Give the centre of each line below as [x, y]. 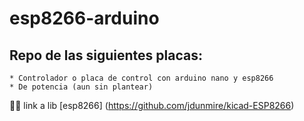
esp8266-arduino [84, 18]
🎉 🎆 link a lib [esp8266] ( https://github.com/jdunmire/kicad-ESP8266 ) [152, 105]
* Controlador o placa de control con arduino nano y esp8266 [141, 78]
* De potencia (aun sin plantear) [81, 87]
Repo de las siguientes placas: [106, 55]
